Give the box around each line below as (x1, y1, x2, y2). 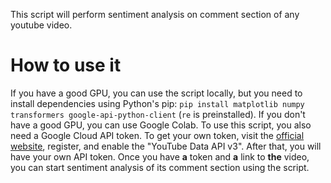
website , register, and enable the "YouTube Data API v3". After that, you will (10, 140, 322, 152)
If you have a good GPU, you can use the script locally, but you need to (10, 87, 303, 99)
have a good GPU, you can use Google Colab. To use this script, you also (10, 119, 312, 131)
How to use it (10, 54, 122, 77)
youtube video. (10, 19, 73, 31)
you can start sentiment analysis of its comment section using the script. (10, 161, 310, 173)
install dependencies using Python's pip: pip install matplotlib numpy (10, 97, 305, 109)
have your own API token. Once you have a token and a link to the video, (10, 150, 310, 163)
